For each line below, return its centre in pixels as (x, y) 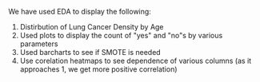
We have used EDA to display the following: (80, 12)
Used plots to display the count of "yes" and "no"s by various (121, 35)
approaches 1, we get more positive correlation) (98, 69)
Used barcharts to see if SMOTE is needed (90, 52)
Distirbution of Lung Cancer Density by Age (92, 27)
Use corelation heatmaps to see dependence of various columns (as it (136, 61)
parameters (39, 44)
